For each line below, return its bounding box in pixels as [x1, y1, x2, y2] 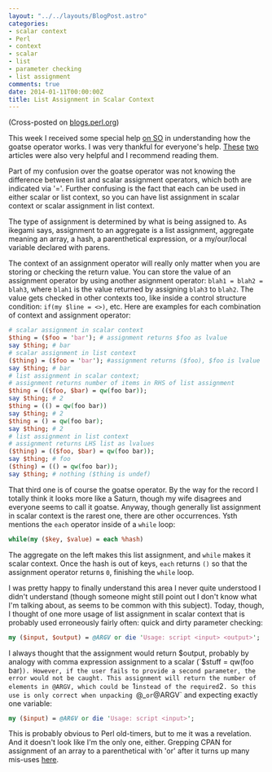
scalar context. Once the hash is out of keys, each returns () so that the [8, 559, 248, 568]
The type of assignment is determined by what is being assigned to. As [8, 217, 247, 226]
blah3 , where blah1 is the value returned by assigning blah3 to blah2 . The [8, 284, 254, 294]
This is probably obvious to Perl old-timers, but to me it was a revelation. [8, 729, 252, 739]
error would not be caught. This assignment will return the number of [8, 673, 257, 682]
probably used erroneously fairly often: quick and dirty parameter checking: [8, 617, 263, 627]
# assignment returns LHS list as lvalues [8, 440, 155, 448]
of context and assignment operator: [8, 310, 132, 320]
